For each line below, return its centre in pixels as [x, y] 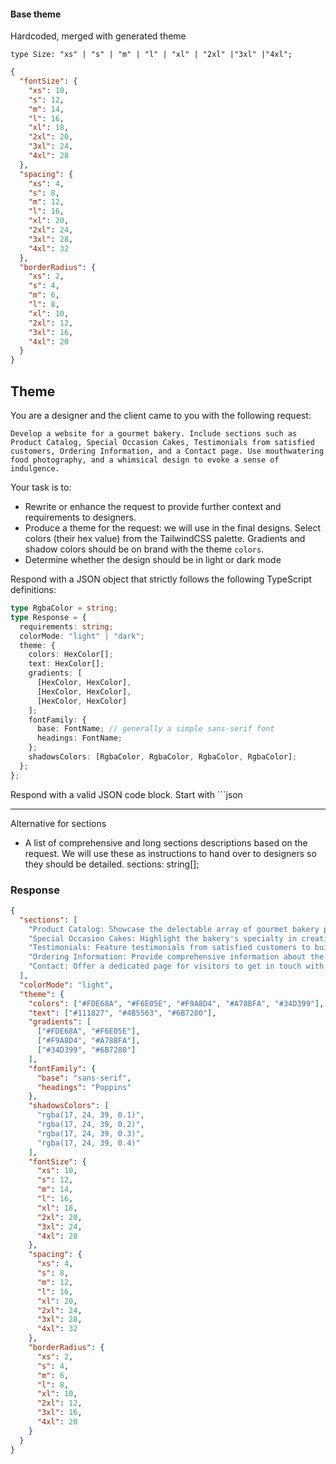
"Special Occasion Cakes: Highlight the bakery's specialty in [163, 938]
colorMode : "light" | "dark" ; [82, 636]
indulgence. [35, 469]
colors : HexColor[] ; [71, 655]
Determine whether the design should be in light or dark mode [153, 560]
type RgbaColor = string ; [64, 608]
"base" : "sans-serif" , [84, 1078]
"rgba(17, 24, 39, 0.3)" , [90, 1133]
